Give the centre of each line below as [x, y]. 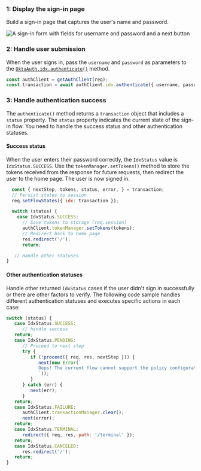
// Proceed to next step [53, 346]
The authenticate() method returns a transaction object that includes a [95, 113]
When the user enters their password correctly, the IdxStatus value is [92, 159]
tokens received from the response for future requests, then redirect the [95, 172]
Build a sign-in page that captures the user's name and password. [87, 22]
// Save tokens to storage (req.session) [74, 223]
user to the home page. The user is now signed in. [68, 178]
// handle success [45, 329]
